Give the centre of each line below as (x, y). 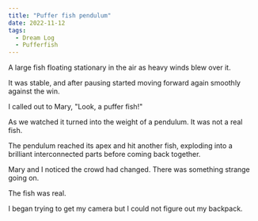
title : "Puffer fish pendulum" (60, 15)
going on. (24, 178)
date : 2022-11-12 (37, 23)
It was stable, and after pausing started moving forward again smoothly (125, 83)
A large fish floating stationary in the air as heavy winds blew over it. (120, 67)
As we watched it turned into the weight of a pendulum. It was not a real (125, 122)
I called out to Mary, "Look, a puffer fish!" (76, 107)
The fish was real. (37, 193)
